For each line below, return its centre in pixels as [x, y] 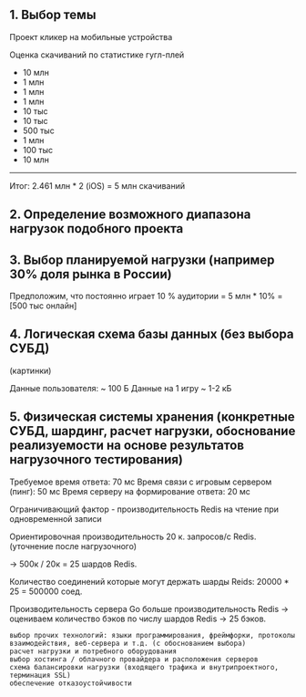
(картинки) [31, 370]
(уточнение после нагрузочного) [73, 546]
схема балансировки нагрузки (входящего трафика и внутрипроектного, [144, 667]
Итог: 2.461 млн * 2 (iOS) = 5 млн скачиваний [97, 185]
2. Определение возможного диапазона [130, 215]
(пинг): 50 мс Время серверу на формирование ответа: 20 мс [130, 491]
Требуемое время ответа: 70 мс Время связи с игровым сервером [141, 482]
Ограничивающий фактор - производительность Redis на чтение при [144, 509]
